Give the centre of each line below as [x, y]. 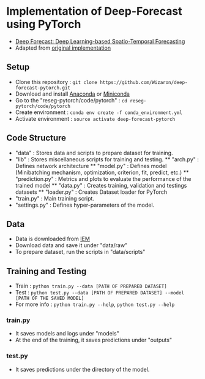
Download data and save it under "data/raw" [71, 245]
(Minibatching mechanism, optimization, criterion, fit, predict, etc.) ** [102, 172]
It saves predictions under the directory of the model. [82, 369]
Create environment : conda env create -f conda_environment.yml [99, 112]
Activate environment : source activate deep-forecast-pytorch [95, 118]
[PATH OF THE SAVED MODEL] [50, 299]
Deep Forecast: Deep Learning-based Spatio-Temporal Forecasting [100, 41]
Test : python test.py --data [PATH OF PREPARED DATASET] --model [100, 293]
